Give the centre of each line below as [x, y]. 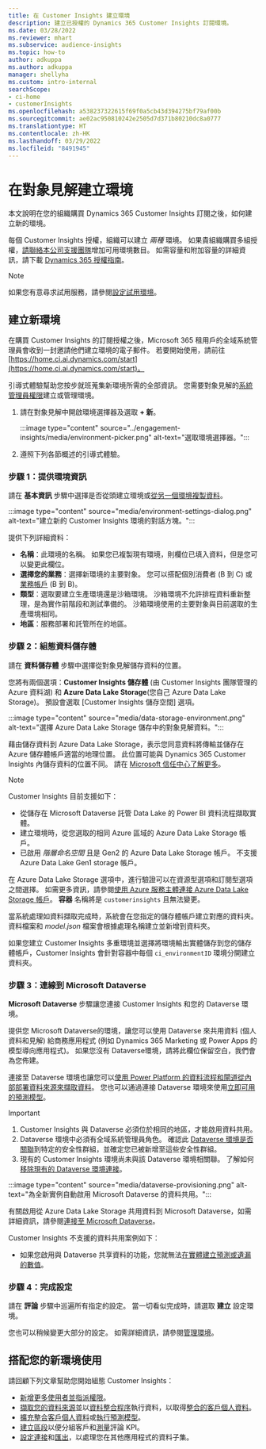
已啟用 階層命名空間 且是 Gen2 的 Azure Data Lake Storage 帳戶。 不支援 [138, 853]
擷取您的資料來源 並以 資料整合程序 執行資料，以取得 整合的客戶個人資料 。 [137, 1408]
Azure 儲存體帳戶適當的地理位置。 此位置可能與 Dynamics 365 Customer [127, 753]
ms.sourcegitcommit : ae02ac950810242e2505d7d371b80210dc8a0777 [115, 119]
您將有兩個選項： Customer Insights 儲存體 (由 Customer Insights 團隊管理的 [133, 682]
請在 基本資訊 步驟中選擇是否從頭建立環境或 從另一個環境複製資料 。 [118, 496]
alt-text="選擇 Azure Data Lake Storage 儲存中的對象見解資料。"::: [116, 727]
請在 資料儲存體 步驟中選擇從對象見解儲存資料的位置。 [97, 665]
